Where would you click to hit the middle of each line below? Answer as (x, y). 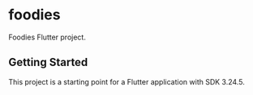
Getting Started (48, 62)
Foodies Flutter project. (47, 37)
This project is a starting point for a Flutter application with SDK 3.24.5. (126, 81)
